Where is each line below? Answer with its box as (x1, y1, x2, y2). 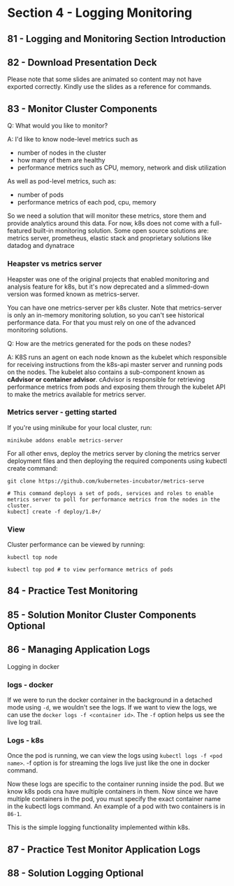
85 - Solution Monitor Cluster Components (7, 609, 197, 621)
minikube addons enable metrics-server (7, 436, 124, 444)
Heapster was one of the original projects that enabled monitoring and (7, 275, 210, 283)
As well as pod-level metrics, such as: (7, 177, 117, 186)
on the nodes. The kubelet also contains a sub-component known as (7, 368, 205, 376)
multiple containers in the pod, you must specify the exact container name (7, 795, 221, 803)
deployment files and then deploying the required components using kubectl (7, 457, 227, 465)
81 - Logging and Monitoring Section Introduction (7, 33, 226, 45)
